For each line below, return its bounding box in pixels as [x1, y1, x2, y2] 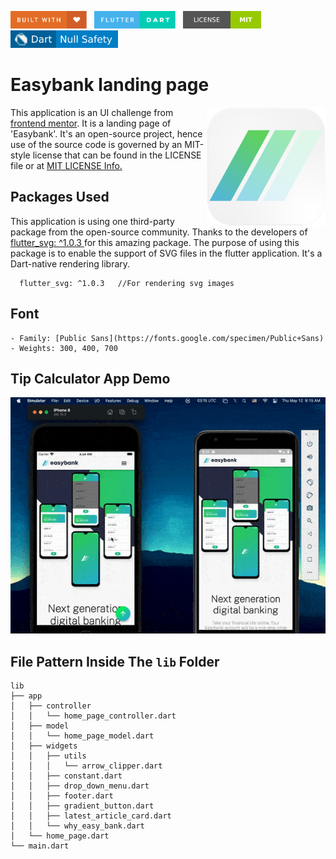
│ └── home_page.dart [10, 831, 110, 841]
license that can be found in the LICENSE [32, 149, 202, 161]
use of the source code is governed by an [10, 138, 183, 150]
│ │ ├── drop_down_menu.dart [10, 781, 150, 791]
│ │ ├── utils [10, 751, 87, 761]
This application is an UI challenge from [10, 106, 174, 118]
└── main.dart [10, 841, 70, 851]
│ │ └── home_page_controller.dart [10, 711, 177, 721]
